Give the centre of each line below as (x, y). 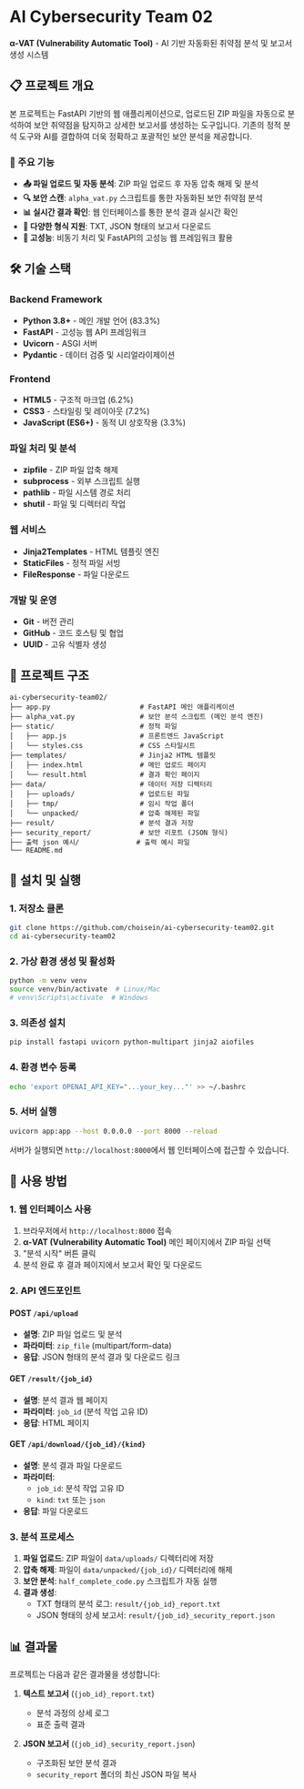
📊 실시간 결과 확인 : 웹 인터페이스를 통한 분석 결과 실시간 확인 (130, 212)
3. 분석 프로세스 (42, 1537)
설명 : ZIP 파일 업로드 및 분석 (72, 1334)
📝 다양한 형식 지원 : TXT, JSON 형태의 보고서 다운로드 (117, 227)
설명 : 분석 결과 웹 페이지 (65, 1400)
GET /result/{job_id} (51, 1379)
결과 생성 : (40, 1592)
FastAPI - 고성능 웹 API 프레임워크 (85, 332)
